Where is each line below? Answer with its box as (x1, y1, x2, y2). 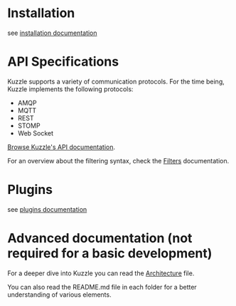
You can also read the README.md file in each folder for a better (7, 282, 197, 291)
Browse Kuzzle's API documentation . (7, 143, 116, 151)
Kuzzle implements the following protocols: (7, 84, 134, 93)
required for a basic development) (7, 245, 213, 261)
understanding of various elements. (7, 290, 112, 299)
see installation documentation (7, 29, 97, 37)
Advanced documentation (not (7, 230, 193, 246)
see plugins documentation (7, 205, 87, 213)
